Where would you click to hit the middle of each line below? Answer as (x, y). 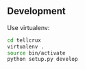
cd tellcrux (24, 40)
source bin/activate (37, 53)
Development (37, 11)
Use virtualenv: (28, 27)
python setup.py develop (42, 59)
